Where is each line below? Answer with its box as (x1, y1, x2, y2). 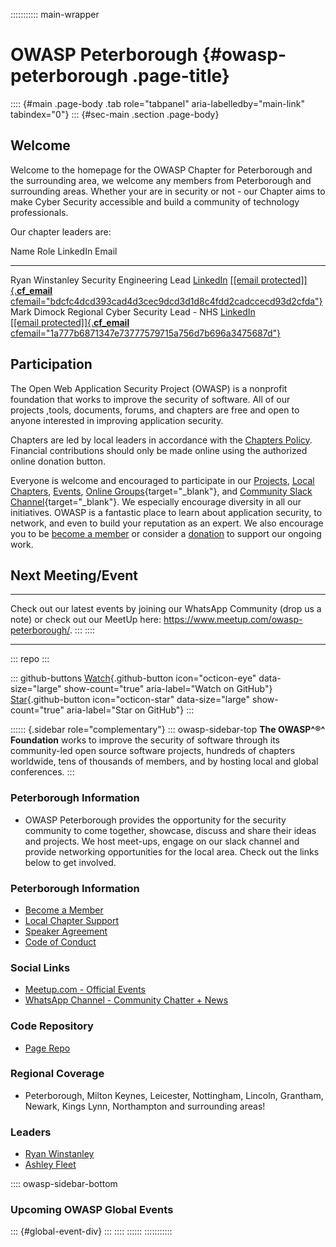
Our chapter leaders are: (10, 225, 112, 238)
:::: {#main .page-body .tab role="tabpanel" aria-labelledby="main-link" (10, 97, 305, 109)
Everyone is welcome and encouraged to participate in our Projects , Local (10, 474, 315, 486)
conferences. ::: (10, 766, 75, 778)
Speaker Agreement (24, 925, 108, 937)
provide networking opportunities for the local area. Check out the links (24, 845, 320, 858)
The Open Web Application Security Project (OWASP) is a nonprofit (10, 382, 288, 394)
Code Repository (10, 1019, 94, 1033)
